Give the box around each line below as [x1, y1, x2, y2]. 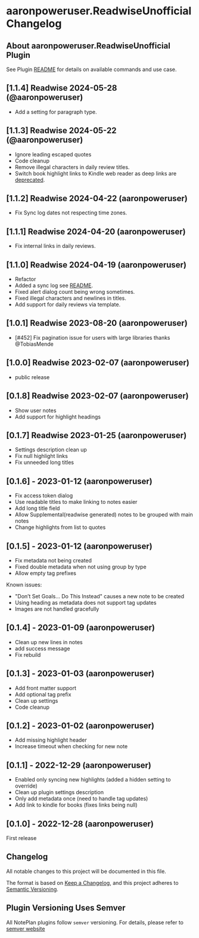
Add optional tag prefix [14, 691, 71, 698]
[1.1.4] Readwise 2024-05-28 [6, 83, 117, 93]
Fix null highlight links [14, 453, 69, 460]
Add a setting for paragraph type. [14, 108, 97, 115]
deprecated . [14, 176, 45, 183]
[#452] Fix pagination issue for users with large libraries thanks [14, 334, 170, 341]
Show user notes [14, 407, 57, 414]
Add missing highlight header [14, 736, 88, 744]
